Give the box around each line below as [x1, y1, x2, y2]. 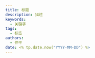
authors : [5, 36, 24, 41]
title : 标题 [5, 7, 29, 13]
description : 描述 [5, 12, 43, 17]
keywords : [5, 17, 27, 22]
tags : [5, 26, 17, 31]
